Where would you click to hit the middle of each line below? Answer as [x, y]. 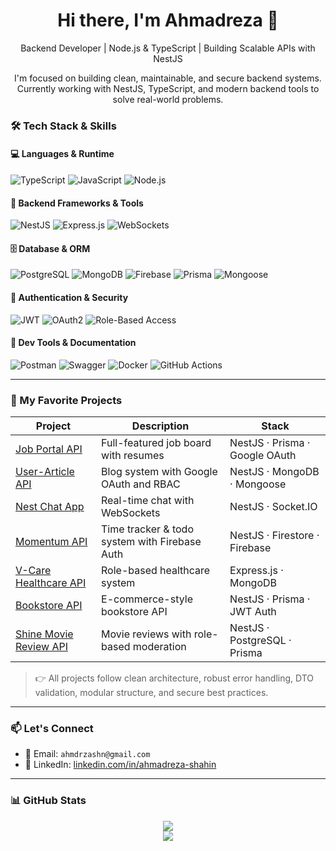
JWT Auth [253, 612]
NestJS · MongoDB [274, 472]
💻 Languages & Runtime [62, 154]
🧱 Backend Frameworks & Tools [77, 203]
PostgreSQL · [260, 641]
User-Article [45, 472]
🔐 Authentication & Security [69, 298]
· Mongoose [258, 484]
